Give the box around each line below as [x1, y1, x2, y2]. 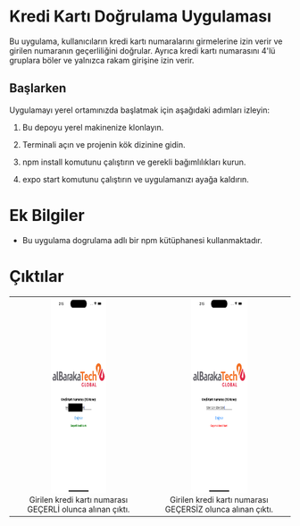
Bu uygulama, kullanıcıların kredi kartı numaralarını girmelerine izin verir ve [9, 36, 283, 47]
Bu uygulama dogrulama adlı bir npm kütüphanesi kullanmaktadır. [21, 234, 263, 245]
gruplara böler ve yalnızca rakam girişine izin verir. [9, 55, 195, 65]
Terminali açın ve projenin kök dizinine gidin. [21, 139, 186, 149]
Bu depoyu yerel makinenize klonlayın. [21, 122, 164, 132]
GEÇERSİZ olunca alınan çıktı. [164, 504, 274, 515]
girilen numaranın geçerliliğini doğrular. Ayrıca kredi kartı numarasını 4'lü [9, 45, 276, 55]
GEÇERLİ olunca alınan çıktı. [26, 504, 130, 515]
